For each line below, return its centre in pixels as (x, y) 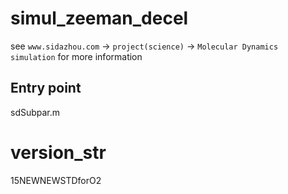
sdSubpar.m (35, 112)
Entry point (46, 88)
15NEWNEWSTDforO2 (56, 180)
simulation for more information (76, 56)
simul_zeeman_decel (99, 18)
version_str (58, 152)
